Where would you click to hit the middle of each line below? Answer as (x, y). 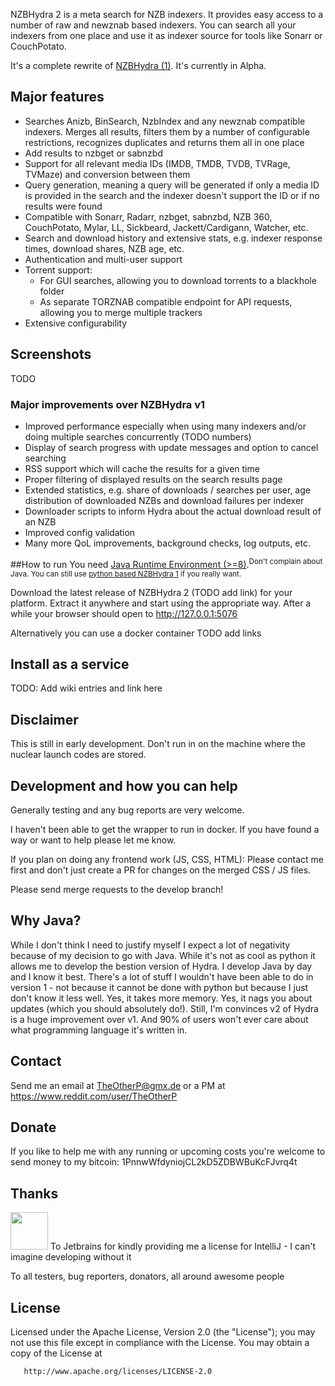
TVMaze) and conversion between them (107, 174)
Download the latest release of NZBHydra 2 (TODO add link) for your (151, 592)
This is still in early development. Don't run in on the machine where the (158, 744)
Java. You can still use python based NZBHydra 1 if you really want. (126, 574)
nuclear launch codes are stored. (78, 755)
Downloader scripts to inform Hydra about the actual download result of (173, 511)
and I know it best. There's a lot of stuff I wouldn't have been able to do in (162, 976)
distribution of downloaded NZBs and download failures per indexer (164, 500)
